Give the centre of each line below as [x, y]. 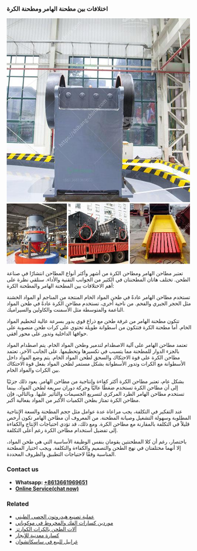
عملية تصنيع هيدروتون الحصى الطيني [55, 516]
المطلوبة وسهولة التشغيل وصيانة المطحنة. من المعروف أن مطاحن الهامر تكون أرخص [99, 418]
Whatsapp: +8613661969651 [51, 482]
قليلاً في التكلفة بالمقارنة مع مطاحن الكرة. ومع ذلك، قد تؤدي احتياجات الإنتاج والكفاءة [98, 424]
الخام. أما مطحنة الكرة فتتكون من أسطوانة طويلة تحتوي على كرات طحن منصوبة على [99, 328]
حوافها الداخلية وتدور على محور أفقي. [47, 333]
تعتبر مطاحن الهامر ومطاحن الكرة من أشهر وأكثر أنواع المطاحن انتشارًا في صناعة [95, 273]
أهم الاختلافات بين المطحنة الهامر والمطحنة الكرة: [61, 286]
